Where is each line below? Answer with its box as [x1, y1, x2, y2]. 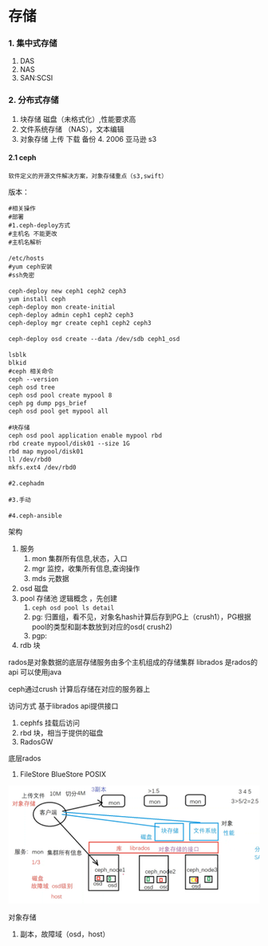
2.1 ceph [8, 153, 37, 163]
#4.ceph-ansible [8, 512, 62, 520]
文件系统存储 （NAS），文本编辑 [19, 124, 124, 134]
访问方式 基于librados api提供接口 [8, 701, 119, 710]
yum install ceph [8, 295, 66, 303]
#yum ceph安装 [8, 262, 53, 271]
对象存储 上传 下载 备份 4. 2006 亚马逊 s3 [19, 134, 157, 143]
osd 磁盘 [19, 583, 49, 593]
